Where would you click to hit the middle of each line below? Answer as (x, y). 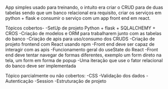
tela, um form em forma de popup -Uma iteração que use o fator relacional (84, 60)
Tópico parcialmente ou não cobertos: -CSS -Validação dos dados (75, 76)
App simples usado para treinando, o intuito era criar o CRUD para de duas (84, 7)
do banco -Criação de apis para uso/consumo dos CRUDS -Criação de (80, 39)
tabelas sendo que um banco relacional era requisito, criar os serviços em (83, 13)
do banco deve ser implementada (41, 66)
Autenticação (19, 81)
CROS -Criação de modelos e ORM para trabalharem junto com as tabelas (83, 33)
